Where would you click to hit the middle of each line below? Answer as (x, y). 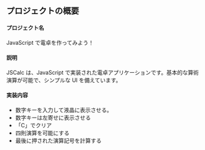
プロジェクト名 (25, 28)
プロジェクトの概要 (43, 11)
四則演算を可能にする (42, 133)
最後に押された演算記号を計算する (58, 141)
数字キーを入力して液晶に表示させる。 (64, 110)
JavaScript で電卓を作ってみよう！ (50, 42)
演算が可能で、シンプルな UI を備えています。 (64, 80)
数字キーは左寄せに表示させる (53, 118)
